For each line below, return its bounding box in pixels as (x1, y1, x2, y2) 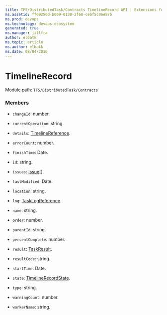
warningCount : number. (12, 294, 59, 300)
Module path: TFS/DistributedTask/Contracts (5, 87, 98, 93)
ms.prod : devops (5, 16, 39, 21)
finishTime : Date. (12, 149, 48, 155)
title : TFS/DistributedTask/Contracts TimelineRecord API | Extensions (5, 7, 157, 12)
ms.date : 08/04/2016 (5, 49, 48, 54)
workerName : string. (12, 304, 51, 310)
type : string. (12, 285, 37, 291)
